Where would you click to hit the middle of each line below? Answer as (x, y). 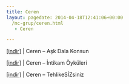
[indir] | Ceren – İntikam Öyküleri (47, 63)
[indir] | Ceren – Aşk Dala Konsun (48, 51)
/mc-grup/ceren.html (38, 23)
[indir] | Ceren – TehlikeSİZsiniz (45, 75)
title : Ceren (23, 12)
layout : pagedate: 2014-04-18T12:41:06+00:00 (64, 18)
